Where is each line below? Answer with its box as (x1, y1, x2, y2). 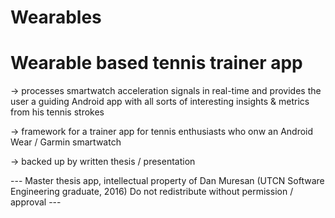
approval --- (10, 196, 62, 208)
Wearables (10, 6, 102, 29)
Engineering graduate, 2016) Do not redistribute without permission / (10, 186, 294, 198)
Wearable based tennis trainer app (10, 52, 303, 75)
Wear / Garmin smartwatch (10, 136, 122, 148)
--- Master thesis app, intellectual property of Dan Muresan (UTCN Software (10, 175, 325, 187)
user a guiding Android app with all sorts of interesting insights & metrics (10, 96, 310, 108)
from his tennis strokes (10, 106, 105, 118)
